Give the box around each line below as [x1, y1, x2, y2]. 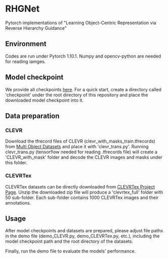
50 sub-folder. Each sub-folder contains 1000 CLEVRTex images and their [5, 195, 159, 201]
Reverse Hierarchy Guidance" [5, 25, 67, 31]
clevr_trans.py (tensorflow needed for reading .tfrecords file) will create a [5, 149, 158, 155]
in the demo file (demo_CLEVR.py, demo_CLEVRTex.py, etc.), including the [5, 233, 160, 239]
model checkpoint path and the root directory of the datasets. [5, 238, 134, 244]
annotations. [5, 200, 31, 206]
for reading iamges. [5, 58, 46, 64]
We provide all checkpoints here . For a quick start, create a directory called [5, 86, 161, 92]
